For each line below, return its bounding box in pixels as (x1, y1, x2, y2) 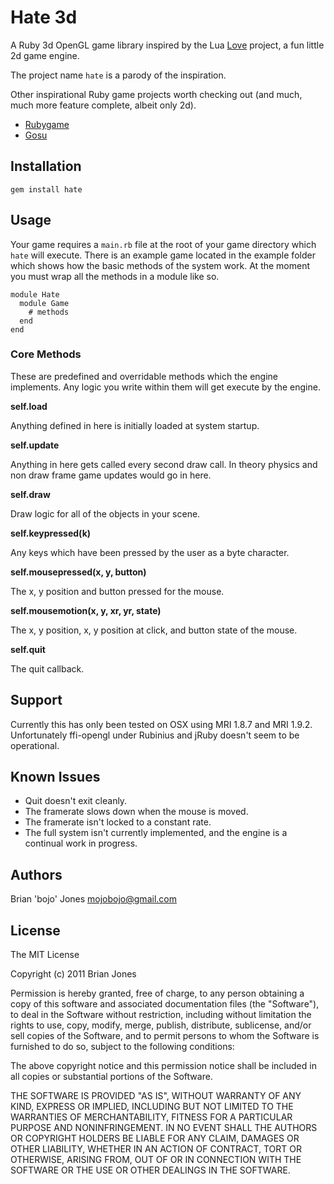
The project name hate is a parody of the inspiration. (10, 69, 227, 81)
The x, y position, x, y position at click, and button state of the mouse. (10, 624, 298, 636)
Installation (10, 158, 82, 175)
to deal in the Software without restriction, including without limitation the (10, 1009, 312, 1021)
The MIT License (10, 949, 80, 961)
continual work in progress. (24, 837, 138, 850)
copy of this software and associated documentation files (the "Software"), (10, 998, 320, 1010)
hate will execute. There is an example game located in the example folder (10, 249, 316, 261)
